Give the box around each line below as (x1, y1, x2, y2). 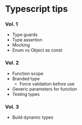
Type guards (12, 32, 38, 37)
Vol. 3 (5, 103, 20, 110)
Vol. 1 (5, 21, 18, 28)
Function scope (12, 71, 44, 76)
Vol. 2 (5, 59, 19, 66)
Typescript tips (5, 3, 68, 15)
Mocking (12, 42, 30, 48)
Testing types (12, 91, 40, 97)
